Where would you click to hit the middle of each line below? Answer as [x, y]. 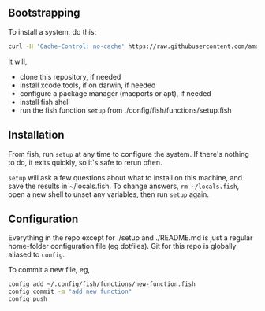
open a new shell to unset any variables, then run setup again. [108, 194]
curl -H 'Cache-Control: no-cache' [67, 46]
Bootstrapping [44, 13]
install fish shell [45, 102]
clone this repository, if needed [70, 76]
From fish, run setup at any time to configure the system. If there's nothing [129, 154]
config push [28, 299]
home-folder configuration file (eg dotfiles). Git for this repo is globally [122, 246]
